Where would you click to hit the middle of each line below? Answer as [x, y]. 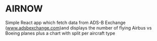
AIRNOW [24, 9]
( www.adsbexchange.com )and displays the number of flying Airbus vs [78, 27]
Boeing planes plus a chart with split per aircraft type [60, 33]
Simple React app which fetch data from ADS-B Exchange [65, 22]
